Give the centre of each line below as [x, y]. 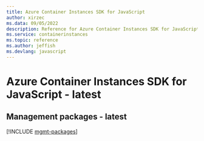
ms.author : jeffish [31, 46]
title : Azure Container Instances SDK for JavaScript [76, 12]
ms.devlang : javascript [36, 52]
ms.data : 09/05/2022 [32, 23]
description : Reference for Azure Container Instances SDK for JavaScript [103, 29]
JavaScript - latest [54, 94]
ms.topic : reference [32, 40]
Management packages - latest [67, 117]
